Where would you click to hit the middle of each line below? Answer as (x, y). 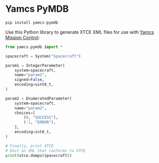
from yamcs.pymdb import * (34, 47)
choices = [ (25, 113)
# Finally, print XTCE (29, 146)
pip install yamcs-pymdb (32, 23)
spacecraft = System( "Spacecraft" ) (43, 56)
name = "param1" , (31, 75)
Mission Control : (22, 37)
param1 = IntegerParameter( (35, 65)
